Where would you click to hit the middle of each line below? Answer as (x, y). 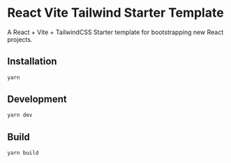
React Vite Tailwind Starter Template (116, 13)
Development (37, 99)
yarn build (23, 153)
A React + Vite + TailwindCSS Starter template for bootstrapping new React (115, 32)
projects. (20, 39)
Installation (32, 62)
